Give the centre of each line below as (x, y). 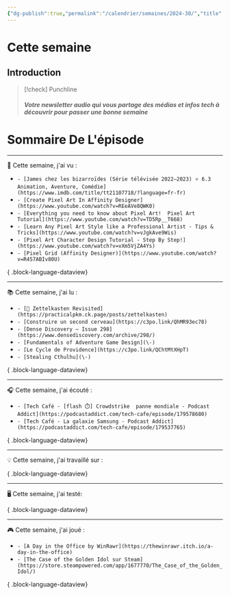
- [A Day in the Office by (55, 546)
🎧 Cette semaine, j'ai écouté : (50, 390)
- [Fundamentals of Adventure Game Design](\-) (86, 343)
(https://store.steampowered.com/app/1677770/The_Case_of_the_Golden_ (120, 566)
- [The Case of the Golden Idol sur (69, 560)
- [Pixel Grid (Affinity (52, 254)
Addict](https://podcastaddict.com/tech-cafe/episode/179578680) (112, 415)
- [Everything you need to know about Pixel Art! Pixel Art (106, 213)
